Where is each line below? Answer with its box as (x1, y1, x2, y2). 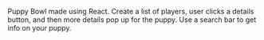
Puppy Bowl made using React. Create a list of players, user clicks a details (7, 7, 254, 16)
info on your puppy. (7, 24, 72, 32)
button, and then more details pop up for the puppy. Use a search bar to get (7, 15, 257, 24)
